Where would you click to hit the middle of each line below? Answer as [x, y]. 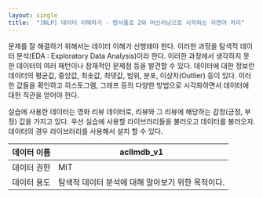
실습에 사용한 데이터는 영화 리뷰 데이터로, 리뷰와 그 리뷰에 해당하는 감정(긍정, [126, 111]
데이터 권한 [31, 167]
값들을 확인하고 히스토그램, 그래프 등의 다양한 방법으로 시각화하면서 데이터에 [133, 85]
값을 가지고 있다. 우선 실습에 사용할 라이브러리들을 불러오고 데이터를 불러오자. [137, 121]
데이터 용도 [31, 182]
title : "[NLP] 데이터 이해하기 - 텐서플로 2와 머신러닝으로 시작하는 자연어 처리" [126, 23]
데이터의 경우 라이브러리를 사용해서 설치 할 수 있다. [86, 131]
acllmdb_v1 [141, 152]
